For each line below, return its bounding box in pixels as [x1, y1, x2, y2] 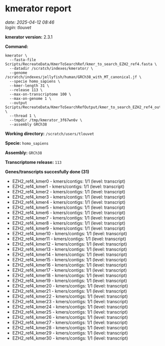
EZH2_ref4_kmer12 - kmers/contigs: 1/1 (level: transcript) [12, 241, 127, 247]
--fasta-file [9, 57, 36, 62]
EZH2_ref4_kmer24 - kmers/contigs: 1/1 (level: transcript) [12, 304, 128, 310]
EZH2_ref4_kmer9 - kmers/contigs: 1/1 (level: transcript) [12, 225, 126, 231]
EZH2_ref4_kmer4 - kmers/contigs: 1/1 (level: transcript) [12, 199, 126, 205]
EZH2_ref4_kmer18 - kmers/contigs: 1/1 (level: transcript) [12, 272, 127, 278]
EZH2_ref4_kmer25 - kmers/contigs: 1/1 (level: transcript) [12, 309, 128, 315]
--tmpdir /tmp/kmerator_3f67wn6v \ [9, 118, 82, 123]
